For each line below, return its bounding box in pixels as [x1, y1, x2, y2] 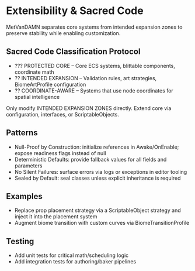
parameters [14, 162, 43, 169]
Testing [6, 236, 34, 246]
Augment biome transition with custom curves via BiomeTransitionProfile [14, 219, 190, 227]
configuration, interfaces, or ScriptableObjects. [6, 111, 120, 118]
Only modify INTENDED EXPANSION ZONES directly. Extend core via [6, 104, 172, 112]
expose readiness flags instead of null [14, 149, 106, 156]
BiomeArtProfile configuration [14, 81, 86, 88]
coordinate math [14, 68, 54, 76]
